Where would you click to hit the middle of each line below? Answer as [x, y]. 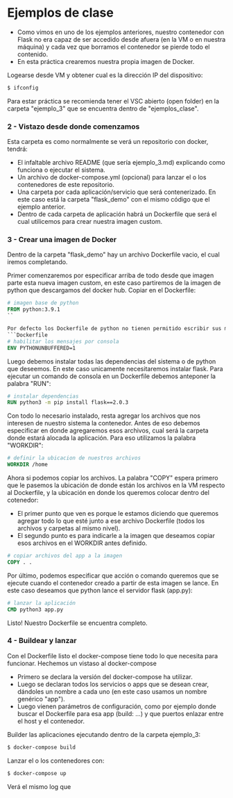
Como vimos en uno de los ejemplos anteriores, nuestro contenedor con [121, 32]
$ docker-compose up [37, 773]
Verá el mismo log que [39, 786]
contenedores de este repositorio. [66, 185]
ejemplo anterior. [41, 207]
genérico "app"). [41, 699]
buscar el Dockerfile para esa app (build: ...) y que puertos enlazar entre [120, 713]
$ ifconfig [23, 88]
